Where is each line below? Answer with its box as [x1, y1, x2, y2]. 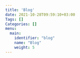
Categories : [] [5, 21, 37, 27]
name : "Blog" [14, 40, 42, 45]
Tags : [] [5, 17, 24, 22]
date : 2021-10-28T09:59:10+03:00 [5, 12, 75, 17]
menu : [5, 26, 17, 31]
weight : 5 [14, 45, 35, 50]
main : [10, 31, 22, 36]
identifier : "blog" [14, 36, 55, 41]
